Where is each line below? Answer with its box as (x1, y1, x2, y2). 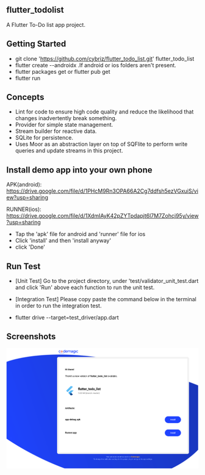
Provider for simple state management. (15, 121, 113, 129)
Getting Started (6, 39, 67, 49)
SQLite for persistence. (15, 134, 73, 141)
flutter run (15, 74, 41, 82)
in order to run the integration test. (15, 302, 102, 310)
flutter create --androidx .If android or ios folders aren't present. (15, 61, 177, 69)
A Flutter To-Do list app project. (6, 21, 85, 28)
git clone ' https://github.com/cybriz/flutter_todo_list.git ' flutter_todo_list (15, 55, 195, 62)
